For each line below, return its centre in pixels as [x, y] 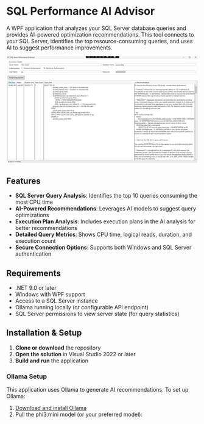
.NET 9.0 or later [36, 288]
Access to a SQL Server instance [57, 301]
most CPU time [34, 202]
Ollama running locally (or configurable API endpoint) [82, 307]
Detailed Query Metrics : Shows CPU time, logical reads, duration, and [103, 235]
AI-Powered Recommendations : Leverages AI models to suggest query [106, 209]
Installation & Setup [44, 333]
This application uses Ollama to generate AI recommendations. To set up [97, 390]
